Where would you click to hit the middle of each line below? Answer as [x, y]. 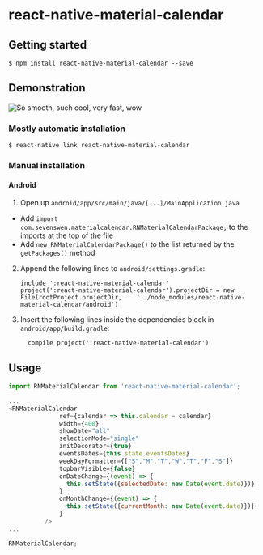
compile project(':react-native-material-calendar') [119, 343]
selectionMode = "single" [99, 438]
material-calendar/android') [69, 305]
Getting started [48, 45]
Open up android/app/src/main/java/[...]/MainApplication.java [130, 203]
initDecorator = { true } [95, 447]
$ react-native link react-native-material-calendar [99, 146]
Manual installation [47, 166]
